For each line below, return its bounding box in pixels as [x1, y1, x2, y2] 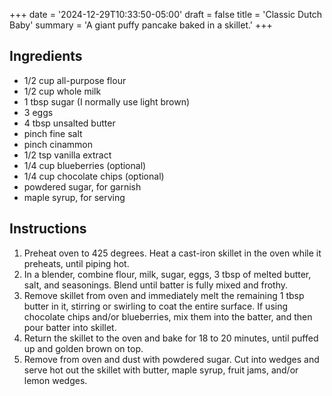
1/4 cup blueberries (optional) [23, 159, 147, 171]
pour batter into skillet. [23, 321, 117, 333]
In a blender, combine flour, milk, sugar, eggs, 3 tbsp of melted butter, [23, 268, 312, 280]
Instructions [9, 220, 87, 238]
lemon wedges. [23, 374, 88, 386]
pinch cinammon [23, 138, 93, 150]
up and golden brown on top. [23, 342, 144, 354]
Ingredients [9, 48, 83, 65]
